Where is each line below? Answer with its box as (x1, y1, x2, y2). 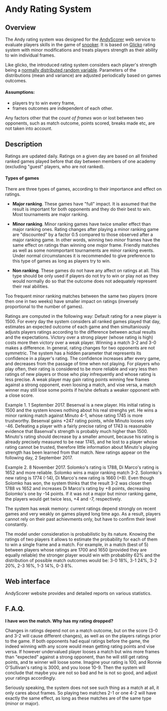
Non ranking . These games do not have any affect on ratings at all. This (12, 268, 160, 274)
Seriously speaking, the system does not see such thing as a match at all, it (5, 684, 159, 691)
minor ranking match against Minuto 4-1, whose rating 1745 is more (5, 413, 143, 419)
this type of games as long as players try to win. (12, 258, 111, 264)
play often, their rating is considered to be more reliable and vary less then (5, 366, 158, 372)
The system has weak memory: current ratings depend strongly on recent (5, 505, 157, 512)
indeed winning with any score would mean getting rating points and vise (5, 643, 155, 649)
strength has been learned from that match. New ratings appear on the (5, 449, 150, 455)
